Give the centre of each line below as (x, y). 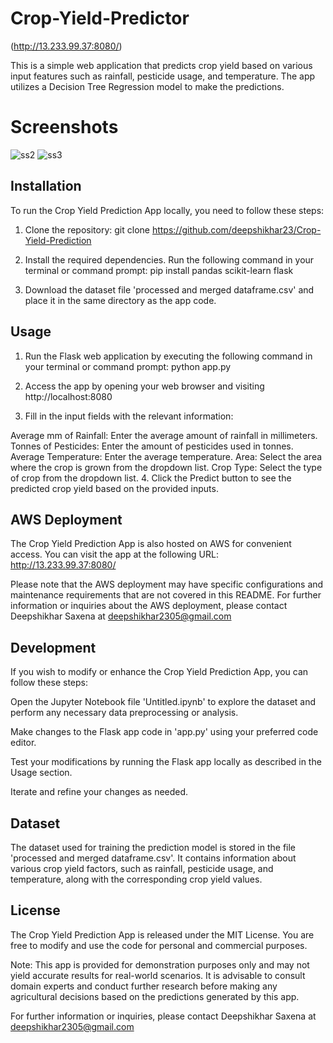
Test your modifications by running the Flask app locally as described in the (166, 762)
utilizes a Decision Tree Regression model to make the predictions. (147, 86)
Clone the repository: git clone (87, 229)
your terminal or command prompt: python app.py (128, 366)
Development (53, 647)
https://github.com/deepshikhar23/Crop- (236, 229)
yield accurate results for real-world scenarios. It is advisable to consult (158, 975)
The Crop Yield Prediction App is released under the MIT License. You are (162, 934)
